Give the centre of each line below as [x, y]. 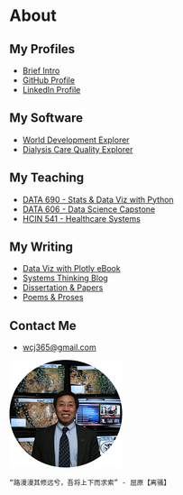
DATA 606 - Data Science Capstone [89, 209]
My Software [46, 118]
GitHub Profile [48, 80]
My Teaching [47, 178]
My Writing [41, 247]
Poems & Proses [53, 298]
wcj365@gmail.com [59, 347]
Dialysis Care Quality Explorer [78, 149]
